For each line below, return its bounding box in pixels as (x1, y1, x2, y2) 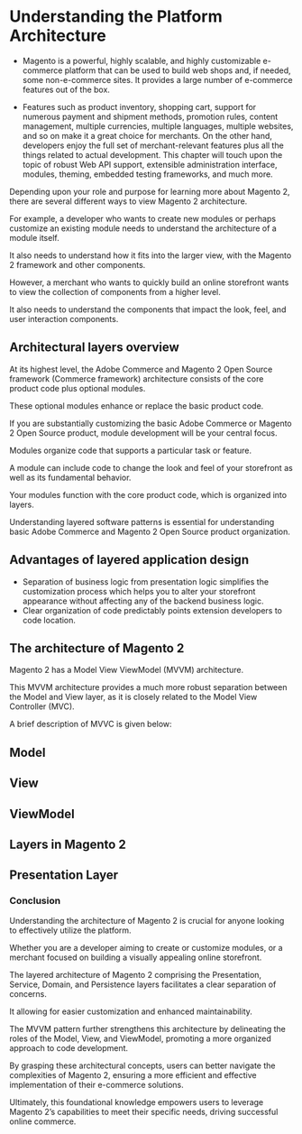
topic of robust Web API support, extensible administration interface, (22, 159, 278, 170)
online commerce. (9, 1116, 77, 1127)
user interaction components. (9, 313, 119, 324)
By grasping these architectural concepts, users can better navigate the (9, 1060, 276, 1071)
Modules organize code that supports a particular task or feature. (9, 445, 252, 456)
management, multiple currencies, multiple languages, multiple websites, (22, 120, 294, 132)
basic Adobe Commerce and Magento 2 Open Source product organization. (9, 526, 291, 537)
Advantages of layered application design (9, 552, 250, 567)
